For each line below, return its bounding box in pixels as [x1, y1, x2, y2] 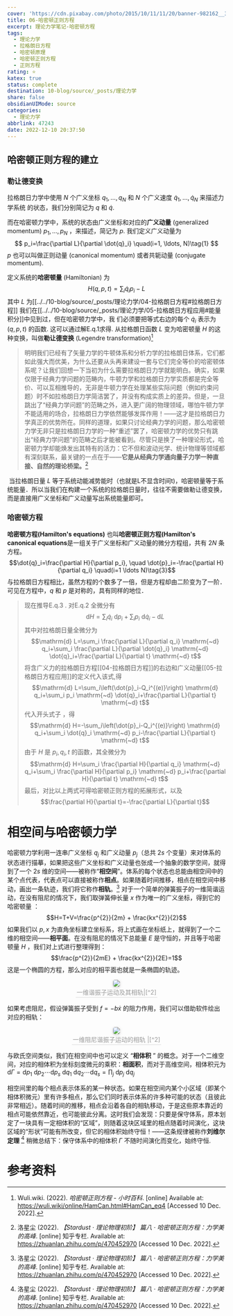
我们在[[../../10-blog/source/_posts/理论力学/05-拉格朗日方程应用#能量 [19, 306, 221, 314]
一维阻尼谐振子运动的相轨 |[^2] [72, 1035, 161, 1043]
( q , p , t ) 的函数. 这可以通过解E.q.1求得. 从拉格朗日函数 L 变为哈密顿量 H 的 [7, 325, 215, 333]
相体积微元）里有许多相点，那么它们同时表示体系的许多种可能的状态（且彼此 [7, 1093, 226, 1101]
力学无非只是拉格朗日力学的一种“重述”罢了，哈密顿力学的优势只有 [24, 426, 213, 435]
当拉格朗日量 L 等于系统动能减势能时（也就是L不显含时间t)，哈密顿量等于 [8, 476, 218, 484]
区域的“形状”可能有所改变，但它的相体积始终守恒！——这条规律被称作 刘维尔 [7, 1127, 225, 1136]
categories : [7, 107, 42, 114]
